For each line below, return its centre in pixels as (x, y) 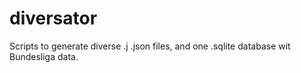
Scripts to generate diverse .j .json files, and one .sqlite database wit (150, 46)
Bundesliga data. (44, 56)
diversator (53, 18)
